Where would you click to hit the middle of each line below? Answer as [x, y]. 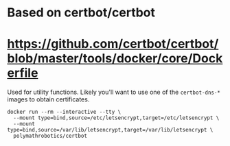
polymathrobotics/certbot [50, 136]
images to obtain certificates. [48, 99]
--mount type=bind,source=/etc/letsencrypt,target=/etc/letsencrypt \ [116, 118]
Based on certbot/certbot [81, 13]
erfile [23, 73]
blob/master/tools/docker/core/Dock [115, 59]
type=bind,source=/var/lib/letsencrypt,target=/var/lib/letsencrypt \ [110, 130]
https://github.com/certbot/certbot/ [113, 44]
